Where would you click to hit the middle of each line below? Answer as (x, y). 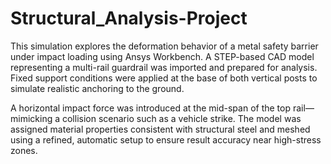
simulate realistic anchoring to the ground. (97, 88)
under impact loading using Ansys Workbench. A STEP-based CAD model (162, 56)
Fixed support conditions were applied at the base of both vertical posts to (164, 78)
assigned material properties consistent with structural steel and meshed (160, 129)
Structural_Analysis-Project (129, 18)
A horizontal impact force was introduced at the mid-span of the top (151, 108)
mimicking (31, 118)
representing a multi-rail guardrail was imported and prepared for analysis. (164, 67)
